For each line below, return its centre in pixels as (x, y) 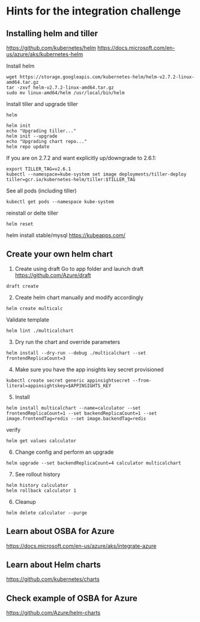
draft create (23, 286)
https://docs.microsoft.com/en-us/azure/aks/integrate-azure (81, 546)
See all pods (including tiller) (41, 191)
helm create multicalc (35, 308)
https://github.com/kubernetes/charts (53, 579)
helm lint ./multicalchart (40, 331)
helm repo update (28, 147)
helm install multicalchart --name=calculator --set (74, 408)
